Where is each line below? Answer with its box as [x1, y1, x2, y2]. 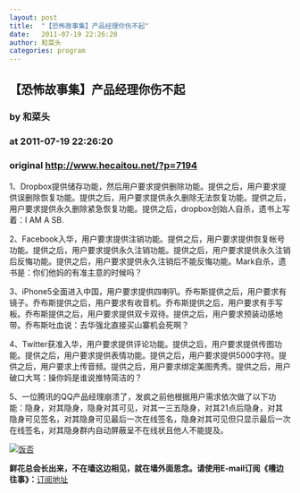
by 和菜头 [9, 111, 51, 123]
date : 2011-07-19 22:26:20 [9, 30, 118, 38]
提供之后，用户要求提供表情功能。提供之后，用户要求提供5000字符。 [24, 350, 279, 361]
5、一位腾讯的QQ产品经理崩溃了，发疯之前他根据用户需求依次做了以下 [9, 391, 269, 402]
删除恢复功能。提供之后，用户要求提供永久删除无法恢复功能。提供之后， [24, 191, 291, 202]
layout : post [9, 13, 58, 22]
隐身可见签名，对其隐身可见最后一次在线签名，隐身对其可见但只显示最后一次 [9, 413, 291, 424]
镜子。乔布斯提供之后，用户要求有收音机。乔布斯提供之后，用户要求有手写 [9, 297, 283, 308]
